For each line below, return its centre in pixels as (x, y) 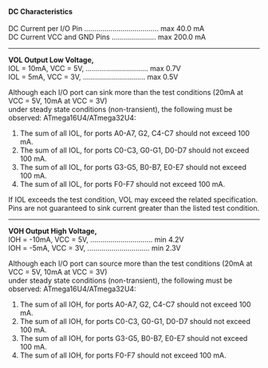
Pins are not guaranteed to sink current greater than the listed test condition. (134, 208)
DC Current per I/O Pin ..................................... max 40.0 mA (106, 28)
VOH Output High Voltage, (53, 231)
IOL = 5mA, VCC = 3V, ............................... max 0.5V (93, 77)
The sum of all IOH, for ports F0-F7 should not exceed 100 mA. (123, 355)
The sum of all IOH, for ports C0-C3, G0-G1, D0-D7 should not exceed (135, 321)
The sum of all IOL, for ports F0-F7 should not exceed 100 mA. (122, 184)
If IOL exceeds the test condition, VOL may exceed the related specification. (133, 200)
